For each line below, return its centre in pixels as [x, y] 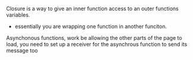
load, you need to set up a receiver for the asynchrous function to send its [97, 44]
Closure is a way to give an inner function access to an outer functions [93, 9]
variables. [18, 15]
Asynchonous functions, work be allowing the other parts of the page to [94, 38]
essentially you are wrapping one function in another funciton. [91, 26]
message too [22, 50]
